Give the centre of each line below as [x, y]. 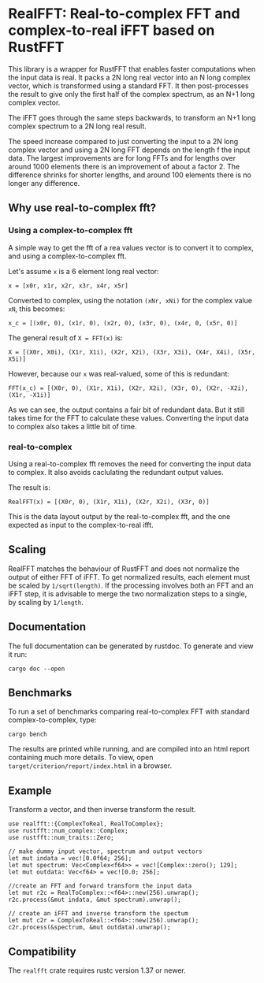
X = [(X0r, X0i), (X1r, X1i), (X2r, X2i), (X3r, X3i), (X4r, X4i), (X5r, [132, 352]
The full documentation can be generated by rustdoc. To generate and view [131, 646]
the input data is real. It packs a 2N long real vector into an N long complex [129, 77]
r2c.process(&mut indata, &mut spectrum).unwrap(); [95, 900]
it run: [18, 654]
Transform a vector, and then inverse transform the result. [102, 810]
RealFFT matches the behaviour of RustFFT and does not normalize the [124, 569]
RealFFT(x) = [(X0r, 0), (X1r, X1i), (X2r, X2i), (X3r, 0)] [109, 502]
